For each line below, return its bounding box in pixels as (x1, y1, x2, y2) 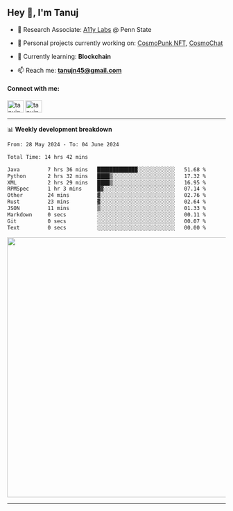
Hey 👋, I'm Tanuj (7, 7, 79, 19)
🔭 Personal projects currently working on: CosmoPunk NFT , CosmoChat (17, 39, 223, 47)
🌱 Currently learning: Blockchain (17, 52, 112, 60)
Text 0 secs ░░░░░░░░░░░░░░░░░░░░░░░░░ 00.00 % (7, 224, 207, 231)
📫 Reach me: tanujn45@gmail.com (17, 66, 122, 74)
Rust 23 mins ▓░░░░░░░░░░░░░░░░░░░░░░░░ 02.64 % (7, 198, 207, 205)
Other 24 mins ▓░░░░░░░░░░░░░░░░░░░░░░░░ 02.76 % (7, 192, 207, 199)
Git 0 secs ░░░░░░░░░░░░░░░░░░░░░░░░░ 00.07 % (7, 218, 207, 225)
